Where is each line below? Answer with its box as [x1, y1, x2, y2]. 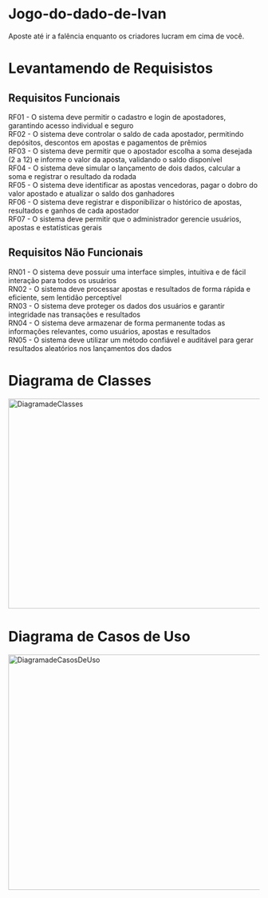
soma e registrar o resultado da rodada [8, 171, 137, 181]
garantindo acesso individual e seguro [8, 121, 134, 130]
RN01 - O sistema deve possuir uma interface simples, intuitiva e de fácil [8, 267, 246, 277]
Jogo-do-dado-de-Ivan [8, 5, 167, 23]
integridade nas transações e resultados [8, 309, 141, 319]
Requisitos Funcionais [8, 91, 121, 105]
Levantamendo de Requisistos [8, 59, 214, 78]
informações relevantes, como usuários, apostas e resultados [8, 326, 211, 336]
